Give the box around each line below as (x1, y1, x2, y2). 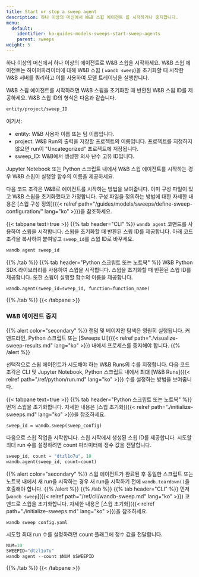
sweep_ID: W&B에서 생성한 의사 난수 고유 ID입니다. (14, 153, 135, 160)
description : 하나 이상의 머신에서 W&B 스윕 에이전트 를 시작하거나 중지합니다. (6, 14, 179, 20)
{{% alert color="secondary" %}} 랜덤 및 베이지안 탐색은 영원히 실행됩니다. (6, 327, 184, 334)
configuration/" (6, 207, 43, 215)
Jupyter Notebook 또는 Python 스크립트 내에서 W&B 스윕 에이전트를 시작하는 (6, 165, 187, 172)
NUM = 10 (6, 542, 23, 548)
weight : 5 (6, 42, 31, 48)
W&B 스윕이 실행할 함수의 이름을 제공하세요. (12, 172, 115, 179)
